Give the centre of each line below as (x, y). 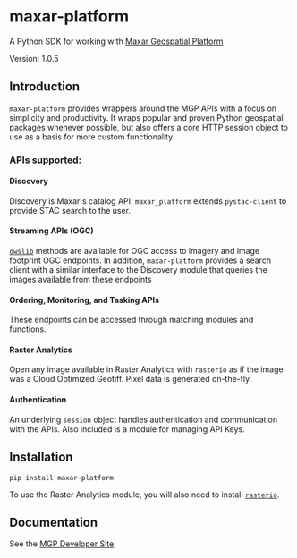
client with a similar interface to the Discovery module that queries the (139, 270)
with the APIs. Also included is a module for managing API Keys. (127, 429)
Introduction (45, 87)
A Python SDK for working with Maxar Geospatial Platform (116, 41)
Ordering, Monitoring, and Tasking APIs (84, 300)
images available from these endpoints (81, 280)
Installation (41, 457)
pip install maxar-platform (62, 478)
